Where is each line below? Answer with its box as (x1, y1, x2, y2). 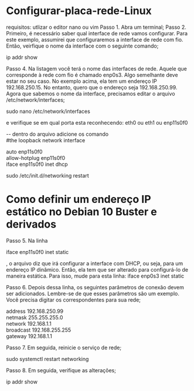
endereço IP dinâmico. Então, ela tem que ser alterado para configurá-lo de (6, 266, 189, 273)
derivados (6, 218, 57, 231)
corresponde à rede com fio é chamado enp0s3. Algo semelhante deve (6, 71, 178, 78)
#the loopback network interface (6, 136, 86, 143)
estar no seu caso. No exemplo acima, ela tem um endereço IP (6, 78, 157, 85)
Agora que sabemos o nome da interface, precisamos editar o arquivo (6, 90, 175, 97)
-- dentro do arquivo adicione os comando (6, 131, 109, 138)
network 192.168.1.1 (6, 320, 52, 327)
